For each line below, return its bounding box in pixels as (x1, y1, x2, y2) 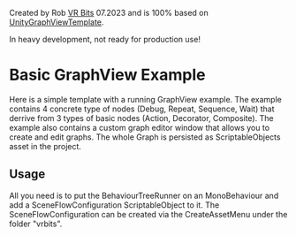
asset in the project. (9, 141, 82, 151)
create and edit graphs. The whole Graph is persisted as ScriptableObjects (9, 132, 281, 142)
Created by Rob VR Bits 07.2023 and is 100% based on (9, 8, 209, 18)
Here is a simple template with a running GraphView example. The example (9, 94, 283, 104)
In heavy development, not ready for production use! (9, 34, 201, 44)
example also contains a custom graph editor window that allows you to (9, 122, 270, 133)
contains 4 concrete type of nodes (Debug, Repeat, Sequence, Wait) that (9, 103, 276, 114)
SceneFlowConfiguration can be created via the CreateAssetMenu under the (9, 209, 288, 219)
